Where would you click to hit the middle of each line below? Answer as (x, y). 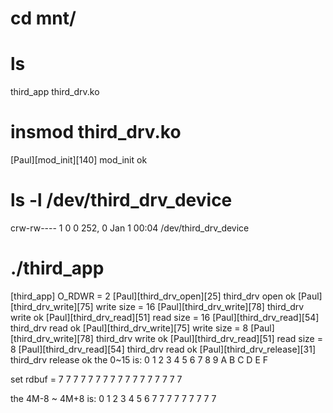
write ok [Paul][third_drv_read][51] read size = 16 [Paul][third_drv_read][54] (165, 317)
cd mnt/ (43, 18)
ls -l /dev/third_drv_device (121, 200)
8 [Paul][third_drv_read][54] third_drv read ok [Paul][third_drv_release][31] (163, 349)
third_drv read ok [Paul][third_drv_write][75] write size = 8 (129, 328)
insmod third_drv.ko (96, 132)
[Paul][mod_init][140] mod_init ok (79, 160)
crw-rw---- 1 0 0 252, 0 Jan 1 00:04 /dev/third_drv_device (130, 228)
